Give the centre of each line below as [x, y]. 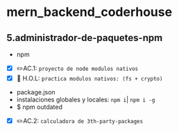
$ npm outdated [40, 107]
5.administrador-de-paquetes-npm [85, 38]
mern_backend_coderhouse [89, 12]
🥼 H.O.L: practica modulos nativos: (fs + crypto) [89, 78]
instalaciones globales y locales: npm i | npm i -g [86, 100]
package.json [36, 92]
